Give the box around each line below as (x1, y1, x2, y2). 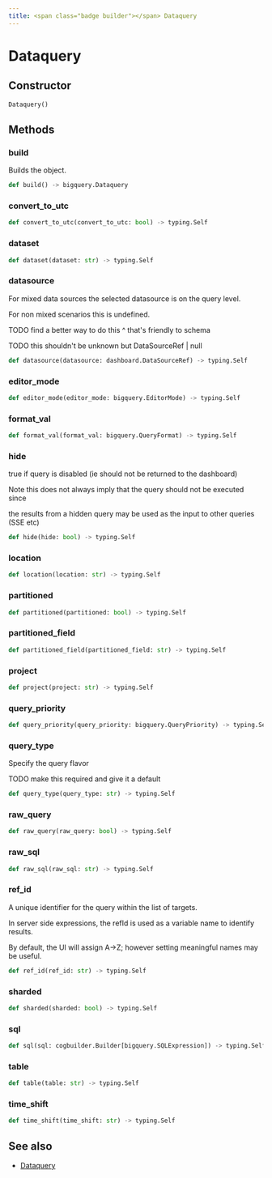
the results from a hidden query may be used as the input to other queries (8, 509, 255, 519)
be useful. (8, 950, 42, 960)
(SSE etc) (8, 517, 40, 527)
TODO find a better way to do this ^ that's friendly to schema (8, 325, 210, 334)
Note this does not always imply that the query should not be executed (8, 485, 244, 495)
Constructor (8, 79, 71, 93)
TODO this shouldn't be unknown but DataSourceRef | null (8, 341, 202, 351)
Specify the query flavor (8, 759, 89, 768)
